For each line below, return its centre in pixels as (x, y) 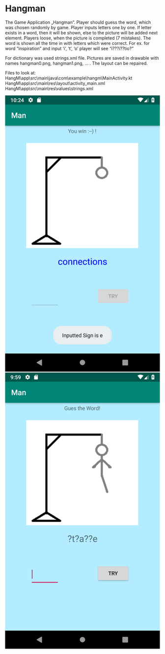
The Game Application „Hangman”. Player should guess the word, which (78, 22)
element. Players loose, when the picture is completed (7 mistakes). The (78, 38)
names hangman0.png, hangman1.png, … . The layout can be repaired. (77, 63)
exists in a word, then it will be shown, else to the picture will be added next (82, 33)
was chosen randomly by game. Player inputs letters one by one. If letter (79, 27)
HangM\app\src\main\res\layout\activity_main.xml (55, 83)
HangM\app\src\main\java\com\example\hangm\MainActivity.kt (69, 78)
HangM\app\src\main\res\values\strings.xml (49, 88)
